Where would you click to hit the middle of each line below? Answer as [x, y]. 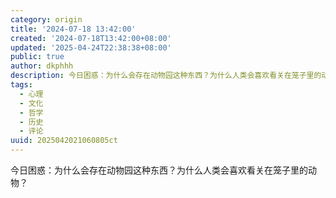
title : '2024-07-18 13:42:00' [73, 29]
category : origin [46, 19]
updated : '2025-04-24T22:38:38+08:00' [91, 47]
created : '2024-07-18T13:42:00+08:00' [91, 38]
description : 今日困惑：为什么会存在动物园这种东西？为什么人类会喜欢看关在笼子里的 [166, 76]
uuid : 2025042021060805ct [64, 141]
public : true [37, 57]
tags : [21, 85]
